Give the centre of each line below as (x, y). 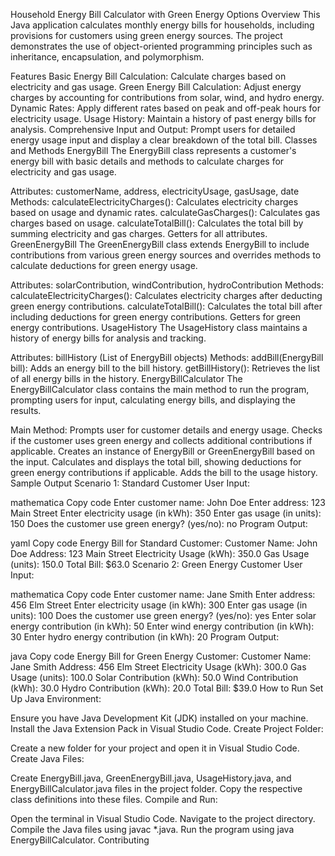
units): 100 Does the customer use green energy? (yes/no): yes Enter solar (163, 615)
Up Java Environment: (56, 698)
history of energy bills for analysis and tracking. (108, 338)
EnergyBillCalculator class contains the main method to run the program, (160, 389)
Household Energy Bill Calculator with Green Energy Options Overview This (165, 14)
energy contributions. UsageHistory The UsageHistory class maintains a (159, 327)
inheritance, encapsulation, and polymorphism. (107, 57)
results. (26, 410)
